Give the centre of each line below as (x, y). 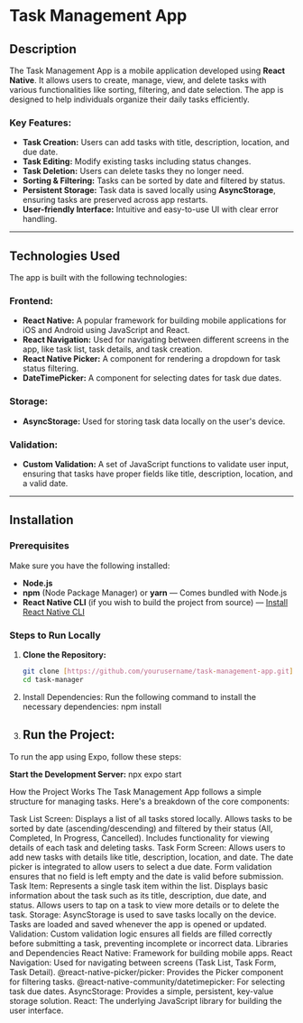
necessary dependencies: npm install (92, 706)
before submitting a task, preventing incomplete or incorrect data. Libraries (149, 943)
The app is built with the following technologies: (98, 278)
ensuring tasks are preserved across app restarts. (115, 200)
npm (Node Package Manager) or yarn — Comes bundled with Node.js (155, 593)
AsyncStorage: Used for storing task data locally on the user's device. (154, 421)
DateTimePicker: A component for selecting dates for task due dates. (152, 378)
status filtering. (50, 369)
